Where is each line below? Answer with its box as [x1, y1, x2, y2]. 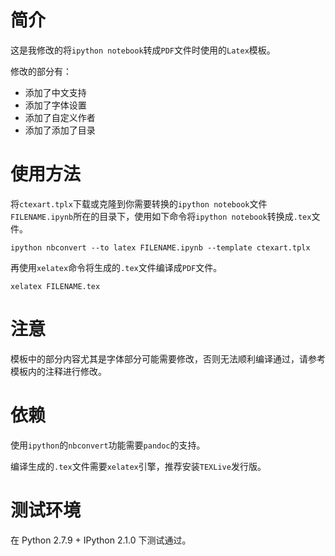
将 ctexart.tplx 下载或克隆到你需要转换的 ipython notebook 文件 [10, 197, 268, 210]
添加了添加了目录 [24, 124, 96, 136]
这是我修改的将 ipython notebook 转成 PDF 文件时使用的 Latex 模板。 [10, 44, 276, 56]
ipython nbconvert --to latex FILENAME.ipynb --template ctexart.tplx [10, 242, 311, 253]
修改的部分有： [10, 65, 72, 77]
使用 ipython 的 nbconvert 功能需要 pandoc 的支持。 [10, 439, 206, 451]
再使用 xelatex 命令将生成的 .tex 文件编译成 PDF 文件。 [10, 261, 223, 273]
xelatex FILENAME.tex [10, 281, 101, 291]
